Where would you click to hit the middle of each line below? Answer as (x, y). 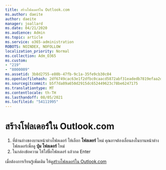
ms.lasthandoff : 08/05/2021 (34, 97)
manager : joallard (24, 24)
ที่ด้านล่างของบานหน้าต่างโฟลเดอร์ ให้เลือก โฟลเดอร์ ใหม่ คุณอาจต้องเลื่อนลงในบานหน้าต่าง (85, 141)
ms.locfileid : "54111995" (32, 102)
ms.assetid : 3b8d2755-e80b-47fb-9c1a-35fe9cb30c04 (58, 74)
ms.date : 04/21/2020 (26, 28)
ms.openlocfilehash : (26, 79)
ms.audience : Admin (25, 33)
